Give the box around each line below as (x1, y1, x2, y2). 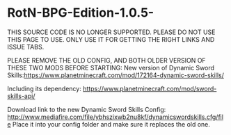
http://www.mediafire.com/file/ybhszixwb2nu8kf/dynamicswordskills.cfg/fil (7, 113, 224, 121)
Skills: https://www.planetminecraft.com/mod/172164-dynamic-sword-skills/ (7, 71, 224, 79)
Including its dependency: (7, 84, 81, 93)
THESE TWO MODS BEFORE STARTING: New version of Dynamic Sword (7, 63, 214, 72)
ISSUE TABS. (7, 42, 45, 51)
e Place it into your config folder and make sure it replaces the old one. (7, 120, 211, 128)
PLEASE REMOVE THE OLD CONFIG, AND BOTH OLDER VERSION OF (7, 56, 207, 64)
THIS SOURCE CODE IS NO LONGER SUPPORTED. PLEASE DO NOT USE (7, 28, 216, 36)
